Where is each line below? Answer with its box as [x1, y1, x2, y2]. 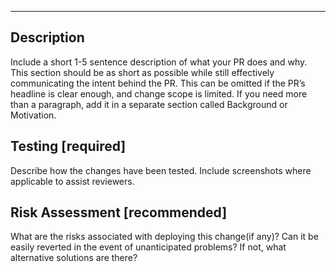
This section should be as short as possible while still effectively [10, 66, 275, 78]
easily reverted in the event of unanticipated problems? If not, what [10, 241, 287, 253]
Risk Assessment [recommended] [10, 204, 228, 221]
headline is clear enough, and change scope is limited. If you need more [10, 87, 308, 100]
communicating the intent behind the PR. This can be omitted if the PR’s [10, 77, 306, 89]
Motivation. [10, 109, 57, 121]
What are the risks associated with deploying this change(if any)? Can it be [10, 231, 319, 243]
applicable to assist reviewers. [10, 175, 135, 187]
